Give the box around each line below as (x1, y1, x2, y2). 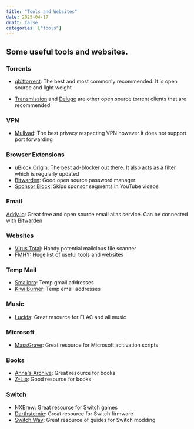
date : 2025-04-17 (6, 14, 49, 20)
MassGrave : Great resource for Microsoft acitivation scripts (14, 341, 159, 348)
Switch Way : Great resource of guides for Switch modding (14, 416, 156, 423)
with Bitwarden (6, 217, 43, 224)
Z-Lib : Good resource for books (14, 376, 92, 383)
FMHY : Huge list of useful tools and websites (14, 251, 124, 259)
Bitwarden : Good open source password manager (14, 176, 136, 183)
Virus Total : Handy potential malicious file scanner (14, 245, 136, 252)
